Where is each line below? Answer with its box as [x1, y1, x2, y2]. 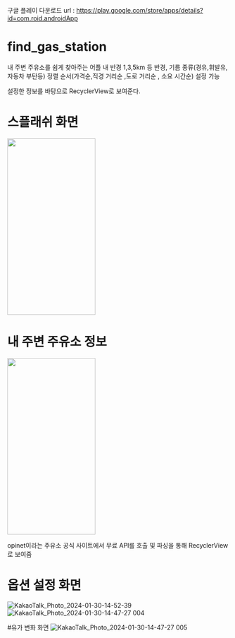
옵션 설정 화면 [7, 577, 82, 593]
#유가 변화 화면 [7, 623, 49, 632]
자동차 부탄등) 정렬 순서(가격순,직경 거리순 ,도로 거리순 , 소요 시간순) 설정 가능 [7, 71, 220, 80]
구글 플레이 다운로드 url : [7, 6, 75, 14]
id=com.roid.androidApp [7, 14, 79, 23]
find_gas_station [7, 39, 107, 55]
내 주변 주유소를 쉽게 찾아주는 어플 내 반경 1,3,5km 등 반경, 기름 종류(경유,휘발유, [7, 63, 228, 71]
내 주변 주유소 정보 [7, 334, 107, 350]
